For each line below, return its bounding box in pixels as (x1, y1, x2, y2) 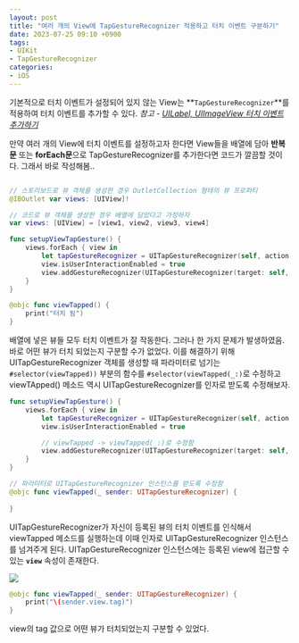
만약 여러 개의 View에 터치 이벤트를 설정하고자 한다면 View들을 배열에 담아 (9, 138, 270, 148)
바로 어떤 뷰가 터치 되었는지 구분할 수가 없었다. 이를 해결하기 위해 (9, 346, 236, 356)
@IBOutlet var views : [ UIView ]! (9, 194, 129, 204)
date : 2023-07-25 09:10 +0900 (9, 29, 122, 38)
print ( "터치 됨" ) (25, 309, 85, 318)
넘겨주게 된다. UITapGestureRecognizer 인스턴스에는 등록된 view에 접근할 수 (18, 544, 290, 555)
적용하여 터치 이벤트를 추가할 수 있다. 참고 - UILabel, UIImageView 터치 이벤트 (9, 108, 284, 119)
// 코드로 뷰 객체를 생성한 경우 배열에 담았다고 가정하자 (9, 211, 190, 220)
